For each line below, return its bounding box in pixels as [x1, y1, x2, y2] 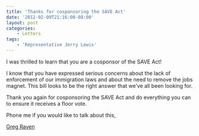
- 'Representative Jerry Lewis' [17, 42, 97, 48]
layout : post [6, 20, 39, 26]
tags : [6, 36, 20, 42]
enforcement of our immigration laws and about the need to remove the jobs [6, 75, 193, 83]
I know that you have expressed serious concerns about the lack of [6, 69, 171, 77]
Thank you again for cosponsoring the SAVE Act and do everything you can [6, 93, 191, 101]
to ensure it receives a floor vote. [6, 100, 87, 107]
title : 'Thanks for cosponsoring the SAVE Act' [6, 8, 127, 15]
